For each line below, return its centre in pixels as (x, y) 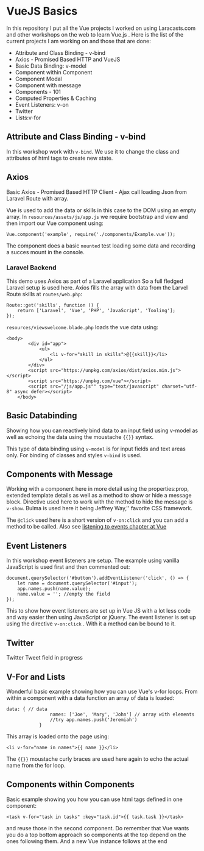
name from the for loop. (36, 765)
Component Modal (38, 79)
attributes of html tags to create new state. (60, 158)
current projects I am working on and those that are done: (79, 41)
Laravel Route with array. (37, 198)
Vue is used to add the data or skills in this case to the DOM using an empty (101, 210)
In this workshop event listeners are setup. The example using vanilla (93, 561)
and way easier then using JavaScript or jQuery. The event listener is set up (101, 618)
